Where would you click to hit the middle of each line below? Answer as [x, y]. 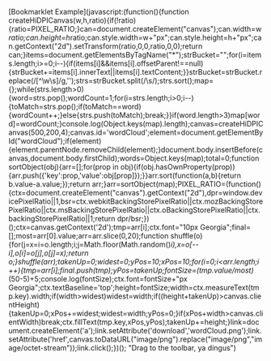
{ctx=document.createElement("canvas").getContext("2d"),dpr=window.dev [135, 193]
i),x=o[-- [185, 244]
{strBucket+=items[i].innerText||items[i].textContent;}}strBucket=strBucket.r [135, 72]
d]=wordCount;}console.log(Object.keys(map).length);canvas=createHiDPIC [136, 124]
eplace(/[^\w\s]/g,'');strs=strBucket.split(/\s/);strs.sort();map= [111, 81]
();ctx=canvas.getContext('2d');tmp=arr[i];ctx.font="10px [104, 227]
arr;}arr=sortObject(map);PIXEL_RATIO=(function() [176, 184]
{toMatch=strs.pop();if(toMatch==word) [75, 106]
